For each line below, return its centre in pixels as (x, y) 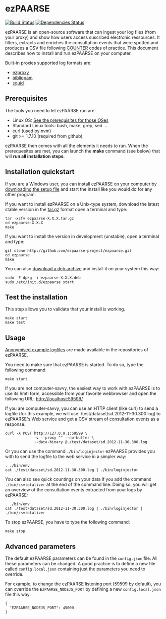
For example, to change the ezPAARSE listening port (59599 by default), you (83, 584)
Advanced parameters (40, 546)
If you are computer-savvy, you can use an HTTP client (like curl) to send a (82, 408)
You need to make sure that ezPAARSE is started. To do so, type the (74, 365)
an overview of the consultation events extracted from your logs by (74, 490)
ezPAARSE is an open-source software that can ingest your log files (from (81, 32)
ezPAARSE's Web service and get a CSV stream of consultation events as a (82, 419)
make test (15, 323)
